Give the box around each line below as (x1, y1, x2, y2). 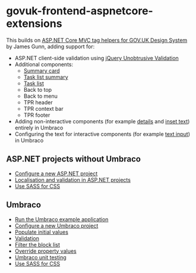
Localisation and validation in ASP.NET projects (14, 176, 131, 183)
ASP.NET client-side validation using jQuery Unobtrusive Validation (14, 54, 179, 61)
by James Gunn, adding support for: (6, 43, 95, 50)
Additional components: (14, 61, 74, 68)
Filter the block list (14, 241, 61, 248)
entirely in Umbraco (14, 124, 64, 131)
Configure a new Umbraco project (14, 222, 99, 229)
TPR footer (23, 111, 50, 119)
